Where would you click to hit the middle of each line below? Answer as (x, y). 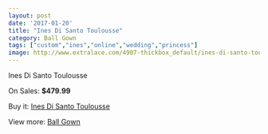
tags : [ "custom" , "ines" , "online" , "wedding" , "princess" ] (103, 45)
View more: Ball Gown (45, 122)
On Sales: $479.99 (39, 91)
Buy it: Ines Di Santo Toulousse (59, 106)
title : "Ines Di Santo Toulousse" (66, 30)
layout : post (30, 16)
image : (19, 53)
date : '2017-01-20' (41, 23)
